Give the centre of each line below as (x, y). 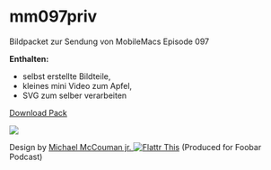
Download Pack (38, 112)
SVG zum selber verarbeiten (74, 95)
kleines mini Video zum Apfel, (77, 85)
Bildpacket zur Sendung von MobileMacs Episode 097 (109, 41)
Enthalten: (29, 58)
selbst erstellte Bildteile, (66, 76)
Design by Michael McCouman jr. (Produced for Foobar (135, 147)
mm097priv (53, 17)
